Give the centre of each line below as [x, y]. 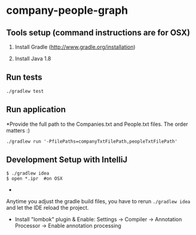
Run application [36, 109]
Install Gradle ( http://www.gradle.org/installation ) [75, 47]
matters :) [18, 130]
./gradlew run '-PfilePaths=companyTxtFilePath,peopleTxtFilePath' [92, 141]
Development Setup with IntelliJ [67, 160]
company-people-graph [67, 10]
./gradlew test [25, 91]
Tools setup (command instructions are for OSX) [98, 33]
